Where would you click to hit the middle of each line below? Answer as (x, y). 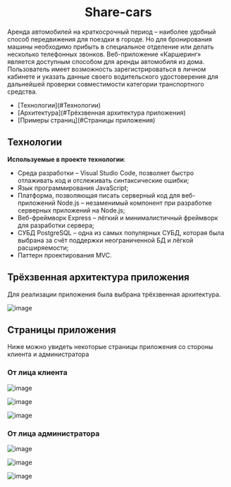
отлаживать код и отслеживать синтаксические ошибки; (103, 180)
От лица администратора (54, 434)
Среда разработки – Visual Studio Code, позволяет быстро (106, 172)
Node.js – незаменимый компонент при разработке (135, 203)
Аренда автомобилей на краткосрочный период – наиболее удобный (112, 32)
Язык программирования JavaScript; (73, 188)
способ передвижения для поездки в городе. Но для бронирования (110, 39)
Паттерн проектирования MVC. (65, 255)
